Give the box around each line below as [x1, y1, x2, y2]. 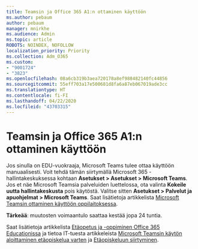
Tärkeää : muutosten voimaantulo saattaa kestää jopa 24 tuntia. [6, 212, 163, 219]
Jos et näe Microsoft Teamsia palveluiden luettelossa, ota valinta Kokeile [6, 181, 187, 188]
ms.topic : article [6, 37, 52, 43]
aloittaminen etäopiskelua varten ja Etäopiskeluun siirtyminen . [6, 236, 159, 244]
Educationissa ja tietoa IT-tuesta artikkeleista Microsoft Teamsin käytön [6, 230, 182, 237]
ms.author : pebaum [6, 14, 52, 20]
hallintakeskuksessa [6, 175, 56, 182]
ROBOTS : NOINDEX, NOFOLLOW [6, 43, 74, 49]
